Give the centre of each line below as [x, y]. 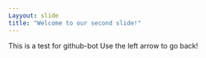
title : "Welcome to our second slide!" [75, 23]
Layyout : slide [34, 15]
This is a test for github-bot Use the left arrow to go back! [103, 45]
